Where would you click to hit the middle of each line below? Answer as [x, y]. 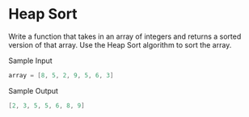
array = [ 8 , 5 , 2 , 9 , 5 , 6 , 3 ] [61, 75]
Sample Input [30, 61]
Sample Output [34, 90]
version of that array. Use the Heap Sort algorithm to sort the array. [120, 44]
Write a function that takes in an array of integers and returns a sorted [125, 36]
